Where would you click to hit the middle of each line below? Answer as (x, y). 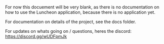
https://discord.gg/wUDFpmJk (36, 36)
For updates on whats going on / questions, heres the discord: (68, 31)
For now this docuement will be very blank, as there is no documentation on (82, 7)
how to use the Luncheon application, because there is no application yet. (80, 12)
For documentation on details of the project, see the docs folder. (71, 22)
